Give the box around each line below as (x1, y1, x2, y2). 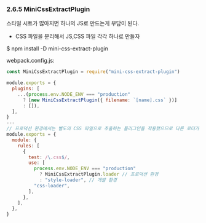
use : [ (28, 160, 46, 166)
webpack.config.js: (6, 57, 55, 65)
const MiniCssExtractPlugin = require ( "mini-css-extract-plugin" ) (6, 69, 180, 75)
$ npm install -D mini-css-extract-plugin (6, 45, 109, 52)
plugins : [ (12, 85, 40, 92)
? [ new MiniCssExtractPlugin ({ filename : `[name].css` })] (22, 97, 177, 103)
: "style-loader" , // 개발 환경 (39, 177, 117, 183)
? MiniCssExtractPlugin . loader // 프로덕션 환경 (39, 171, 159, 178)
